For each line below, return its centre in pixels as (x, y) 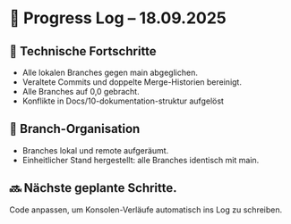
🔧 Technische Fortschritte (83, 51)
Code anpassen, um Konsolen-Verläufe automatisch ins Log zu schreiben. (146, 210)
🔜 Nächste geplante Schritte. (93, 188)
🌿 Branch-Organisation (75, 129)
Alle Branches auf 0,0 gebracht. (81, 91)
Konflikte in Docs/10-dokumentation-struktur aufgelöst (123, 101)
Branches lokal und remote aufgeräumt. (95, 150)
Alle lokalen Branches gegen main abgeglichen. (110, 72)
